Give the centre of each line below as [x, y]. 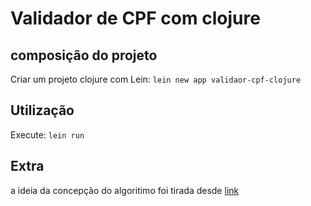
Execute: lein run [47, 134]
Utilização [42, 110]
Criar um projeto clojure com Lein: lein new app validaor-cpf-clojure [156, 79]
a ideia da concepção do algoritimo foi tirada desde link [125, 190]
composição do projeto [84, 55]
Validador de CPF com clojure [135, 18]
